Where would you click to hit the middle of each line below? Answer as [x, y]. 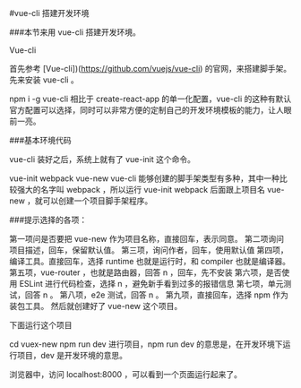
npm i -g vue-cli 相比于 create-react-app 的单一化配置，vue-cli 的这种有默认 [150, 99]
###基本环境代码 [40, 140]
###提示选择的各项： [48, 220]
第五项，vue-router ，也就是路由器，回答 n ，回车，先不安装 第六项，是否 [146, 272]
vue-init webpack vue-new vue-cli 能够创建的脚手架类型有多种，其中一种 [145, 178]
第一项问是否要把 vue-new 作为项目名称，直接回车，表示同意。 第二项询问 [147, 239]
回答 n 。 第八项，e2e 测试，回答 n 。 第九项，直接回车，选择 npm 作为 [156, 295]
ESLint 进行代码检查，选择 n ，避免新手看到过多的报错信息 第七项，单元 [151, 284]
